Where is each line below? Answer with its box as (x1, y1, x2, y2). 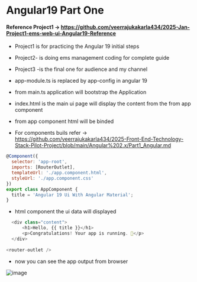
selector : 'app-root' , (11, 159, 67, 165)
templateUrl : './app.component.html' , (11, 170, 108, 176)
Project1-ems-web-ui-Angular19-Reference (6, 30, 117, 37)
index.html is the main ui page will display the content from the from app (14, 100, 191, 107)
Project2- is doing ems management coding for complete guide (14, 54, 170, 61)
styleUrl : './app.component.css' (11, 175, 94, 181)
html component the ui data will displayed (14, 208, 117, 215)
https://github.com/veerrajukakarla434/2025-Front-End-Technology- (14, 135, 184, 142)
